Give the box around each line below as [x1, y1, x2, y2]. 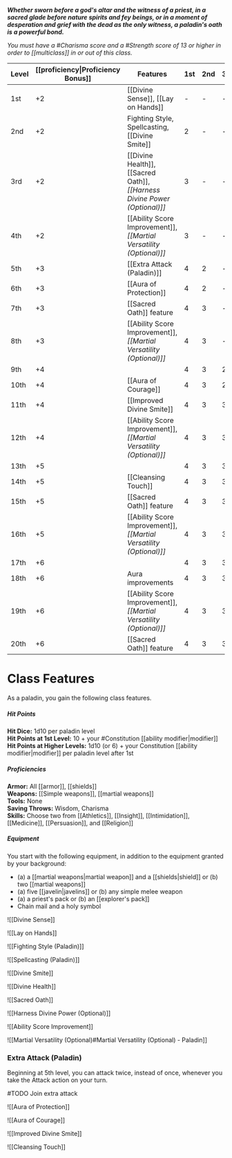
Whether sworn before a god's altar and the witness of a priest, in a [7, 6, 206, 14]
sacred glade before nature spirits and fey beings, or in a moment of [7, 13, 208, 21]
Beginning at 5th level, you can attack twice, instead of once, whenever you [7, 1069, 223, 1077]
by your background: [7, 859, 67, 867]
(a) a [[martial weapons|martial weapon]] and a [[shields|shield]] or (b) [17, 872, 219, 881]
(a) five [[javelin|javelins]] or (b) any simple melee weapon [17, 887, 183, 896]
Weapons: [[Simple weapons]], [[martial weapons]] [7, 789, 154, 798]
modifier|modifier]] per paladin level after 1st [7, 749, 134, 757]
